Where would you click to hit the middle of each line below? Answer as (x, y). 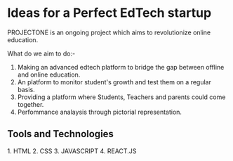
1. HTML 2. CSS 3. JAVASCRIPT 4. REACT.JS (72, 151)
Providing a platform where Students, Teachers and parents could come (121, 97)
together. (31, 104)
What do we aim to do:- (41, 53)
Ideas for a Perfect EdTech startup (109, 13)
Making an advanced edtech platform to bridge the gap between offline (121, 67)
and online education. (49, 75)
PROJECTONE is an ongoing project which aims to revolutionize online (109, 32)
